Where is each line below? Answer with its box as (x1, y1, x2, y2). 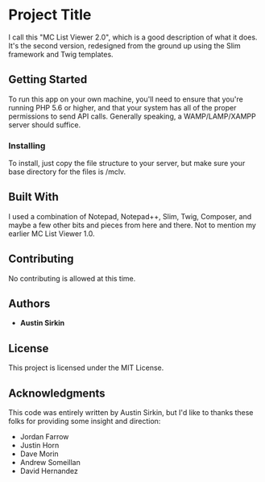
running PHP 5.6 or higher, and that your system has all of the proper (8, 102, 237, 112)
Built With (8, 190, 59, 204)
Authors (8, 297, 51, 311)
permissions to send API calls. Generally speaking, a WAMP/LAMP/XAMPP (8, 111, 256, 121)
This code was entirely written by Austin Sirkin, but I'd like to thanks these (8, 408, 254, 418)
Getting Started (8, 73, 88, 86)
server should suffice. (8, 119, 81, 130)
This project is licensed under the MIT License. (8, 363, 164, 372)
